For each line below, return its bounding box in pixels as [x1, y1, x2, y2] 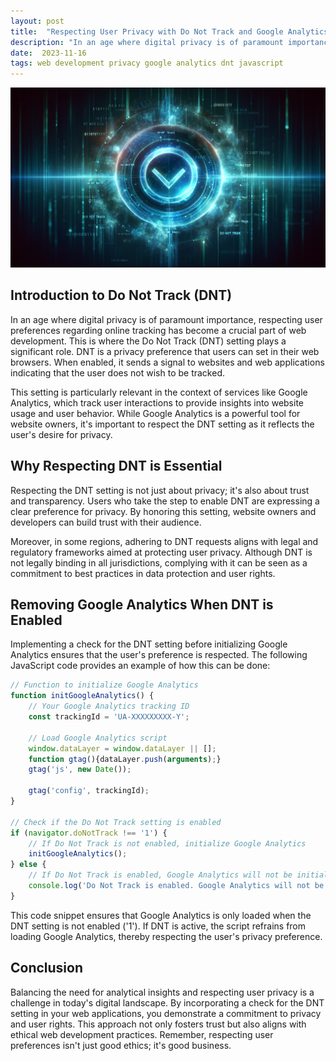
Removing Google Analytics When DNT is [10, 596, 274, 614]
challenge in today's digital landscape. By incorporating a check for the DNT [10, 996, 325, 1009]
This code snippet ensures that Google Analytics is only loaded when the [10, 909, 312, 921]
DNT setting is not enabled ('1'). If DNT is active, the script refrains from [10, 920, 307, 932]
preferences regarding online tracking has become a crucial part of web [10, 324, 307, 336]
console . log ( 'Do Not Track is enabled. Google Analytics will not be [28, 881, 325, 891]
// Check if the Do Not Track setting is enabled [10, 817, 222, 827]
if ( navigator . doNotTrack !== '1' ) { [10, 828, 168, 838]
